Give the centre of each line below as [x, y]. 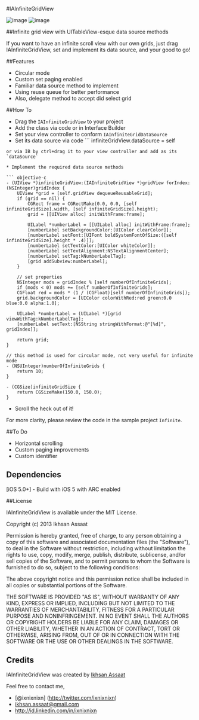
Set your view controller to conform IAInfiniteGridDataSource [91, 134]
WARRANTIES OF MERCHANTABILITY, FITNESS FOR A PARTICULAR [90, 609]
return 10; [30, 371]
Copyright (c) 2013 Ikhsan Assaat [47, 524]
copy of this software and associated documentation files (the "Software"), [98, 542]
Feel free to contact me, [35, 686]
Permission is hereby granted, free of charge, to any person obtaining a [94, 535]
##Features [20, 61]
